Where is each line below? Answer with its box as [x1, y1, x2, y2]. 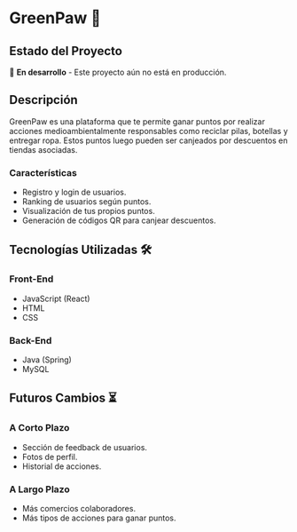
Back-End [9, 334, 52, 346]
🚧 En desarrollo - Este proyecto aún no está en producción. [9, 67, 227, 77]
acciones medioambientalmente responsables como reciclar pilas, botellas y [9, 125, 288, 136]
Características [9, 166, 77, 179]
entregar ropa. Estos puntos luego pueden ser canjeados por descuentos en [9, 135, 288, 146]
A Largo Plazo [9, 483, 70, 496]
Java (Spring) [21, 354, 73, 365]
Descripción [9, 92, 78, 107]
